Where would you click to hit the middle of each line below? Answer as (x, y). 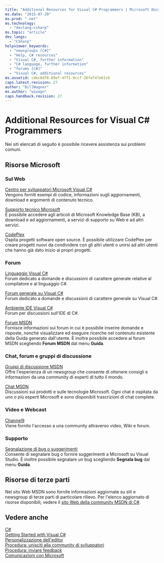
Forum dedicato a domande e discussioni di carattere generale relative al (78, 279)
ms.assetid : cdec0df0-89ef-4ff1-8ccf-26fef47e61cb (58, 78)
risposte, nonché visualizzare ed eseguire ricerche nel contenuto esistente (80, 333)
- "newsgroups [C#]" (30, 50)
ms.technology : (20, 23)
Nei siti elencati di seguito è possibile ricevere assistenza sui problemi (75, 144)
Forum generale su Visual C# (34, 293)
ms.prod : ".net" (21, 19)
